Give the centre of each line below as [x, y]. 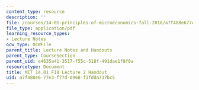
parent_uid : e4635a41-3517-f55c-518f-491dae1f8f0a [70, 61]
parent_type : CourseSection [41, 56]
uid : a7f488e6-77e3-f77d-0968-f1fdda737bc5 [61, 78]
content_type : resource [36, 12]
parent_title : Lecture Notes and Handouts [59, 50]
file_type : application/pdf [41, 28]
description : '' [26, 17]
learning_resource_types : [38, 34]
